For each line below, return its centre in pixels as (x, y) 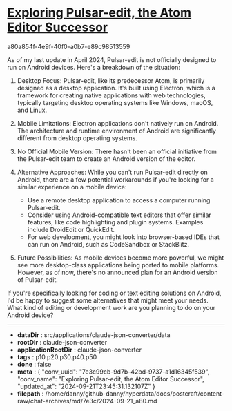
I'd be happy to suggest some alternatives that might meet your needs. (108, 300)
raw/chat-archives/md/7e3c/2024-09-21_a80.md (87, 401)
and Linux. (32, 110)
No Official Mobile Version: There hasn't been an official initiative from (117, 151)
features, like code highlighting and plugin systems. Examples (115, 222)
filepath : (30, 393)
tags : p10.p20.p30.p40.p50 (57, 356)
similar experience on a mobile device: (72, 187)
